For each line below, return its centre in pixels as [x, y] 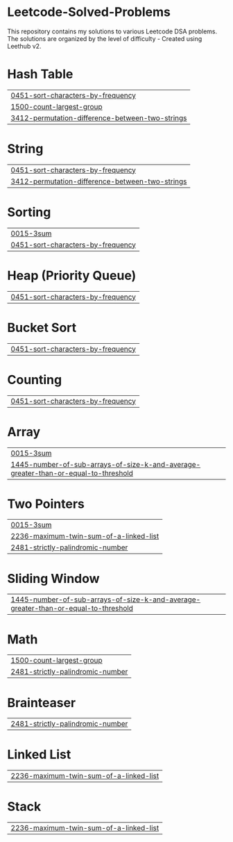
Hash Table [40, 74]
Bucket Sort [42, 328]
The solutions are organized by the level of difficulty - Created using [105, 38]
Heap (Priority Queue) [72, 275]
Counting [35, 380]
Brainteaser [42, 703]
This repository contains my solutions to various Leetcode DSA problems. [112, 31]
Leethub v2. [24, 46]
